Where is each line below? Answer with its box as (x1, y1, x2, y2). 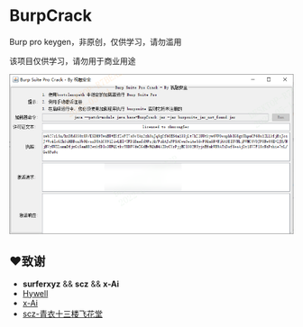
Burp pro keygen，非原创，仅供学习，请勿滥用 (9, 36, 182, 47)
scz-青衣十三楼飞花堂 (22, 308, 104, 319)
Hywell (22, 287, 49, 298)
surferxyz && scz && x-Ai (22, 278, 120, 289)
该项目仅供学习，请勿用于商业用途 (9, 55, 136, 66)
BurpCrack (9, 5, 92, 26)
